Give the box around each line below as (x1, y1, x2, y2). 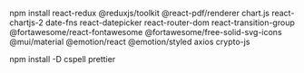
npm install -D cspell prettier (9, 54, 116, 64)
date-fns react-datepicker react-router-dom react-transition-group (44, 17, 295, 28)
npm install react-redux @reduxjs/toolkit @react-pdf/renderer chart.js (9, 8, 270, 18)
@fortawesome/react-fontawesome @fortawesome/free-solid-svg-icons (9, 27, 283, 37)
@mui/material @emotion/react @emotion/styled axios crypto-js (9, 36, 250, 47)
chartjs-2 (9, 17, 44, 28)
